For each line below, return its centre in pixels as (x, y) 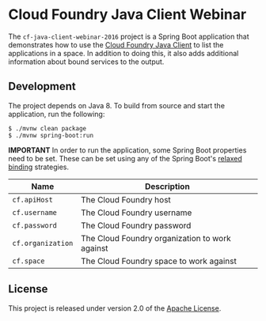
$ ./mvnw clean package (47, 128)
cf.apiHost (32, 200)
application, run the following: (57, 114)
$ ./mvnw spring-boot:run (51, 135)
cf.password (35, 225)
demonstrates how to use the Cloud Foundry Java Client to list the (116, 44)
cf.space (28, 261)
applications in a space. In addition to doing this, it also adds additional (123, 53)
